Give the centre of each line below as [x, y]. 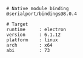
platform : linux [32, 40]
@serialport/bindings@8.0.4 [42, 14]
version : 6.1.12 [34, 35]
